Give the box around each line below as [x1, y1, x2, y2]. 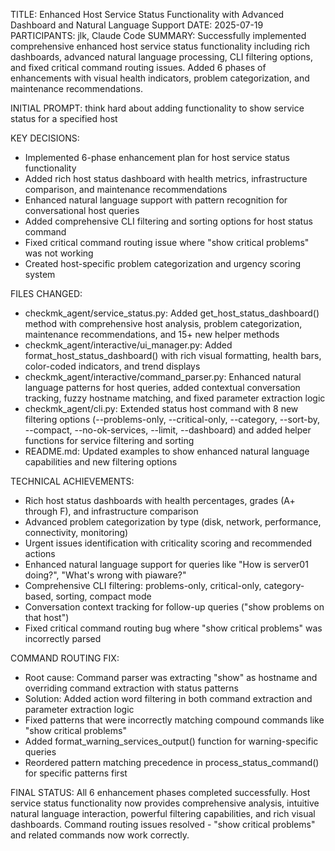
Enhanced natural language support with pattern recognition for [24, 194, 288, 206]
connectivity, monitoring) [24, 527, 129, 538]
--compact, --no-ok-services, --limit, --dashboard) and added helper [24, 424, 312, 436]
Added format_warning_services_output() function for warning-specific [24, 735, 319, 747]
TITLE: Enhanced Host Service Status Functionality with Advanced [10, 9, 285, 20]
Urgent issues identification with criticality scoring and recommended [24, 537, 312, 549]
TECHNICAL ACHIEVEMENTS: [10, 475, 135, 487]
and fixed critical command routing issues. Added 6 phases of [10, 62, 267, 73]
